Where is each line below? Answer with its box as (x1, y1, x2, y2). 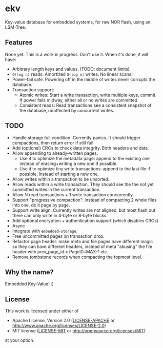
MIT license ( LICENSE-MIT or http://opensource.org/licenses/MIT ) (12, 328, 146, 334)
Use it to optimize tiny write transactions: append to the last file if (19, 165, 150, 171)
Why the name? (5, 268, 54, 276)
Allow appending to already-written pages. (12, 150, 98, 156)
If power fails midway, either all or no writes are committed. (19, 97, 139, 103)
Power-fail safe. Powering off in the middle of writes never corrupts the (12, 76, 155, 82)
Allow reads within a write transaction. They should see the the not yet (12, 181, 154, 187)
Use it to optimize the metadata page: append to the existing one (19, 155, 150, 161)
